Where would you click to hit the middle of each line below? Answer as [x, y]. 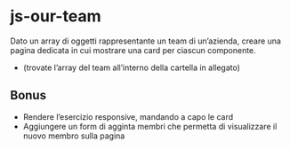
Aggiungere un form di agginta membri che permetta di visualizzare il [150, 126]
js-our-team [56, 16]
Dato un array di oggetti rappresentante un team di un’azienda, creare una [145, 41]
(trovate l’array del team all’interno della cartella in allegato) [132, 67]
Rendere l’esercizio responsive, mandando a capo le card [128, 116]
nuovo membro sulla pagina [74, 136]
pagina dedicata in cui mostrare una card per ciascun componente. [133, 50]
